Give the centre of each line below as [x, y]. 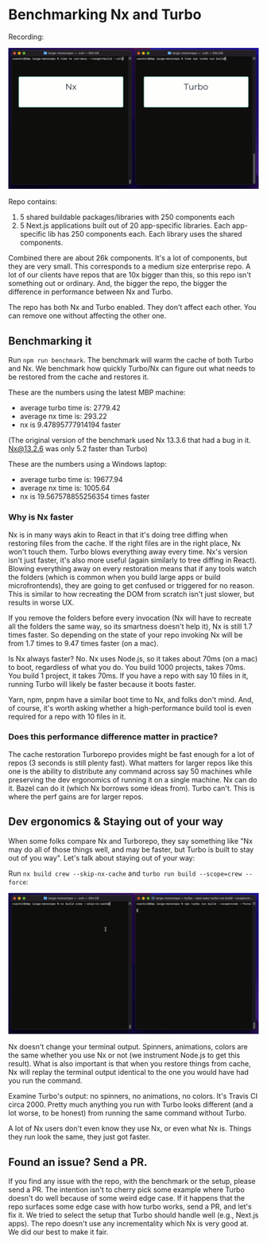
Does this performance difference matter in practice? [113, 737]
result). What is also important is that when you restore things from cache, [130, 1064]
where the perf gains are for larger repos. [76, 796]
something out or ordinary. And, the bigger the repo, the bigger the [118, 284]
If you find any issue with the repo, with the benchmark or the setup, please [132, 1181]
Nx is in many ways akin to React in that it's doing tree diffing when [118, 535]
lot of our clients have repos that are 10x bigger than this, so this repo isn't [130, 275]
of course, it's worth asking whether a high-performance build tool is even [130, 708]
